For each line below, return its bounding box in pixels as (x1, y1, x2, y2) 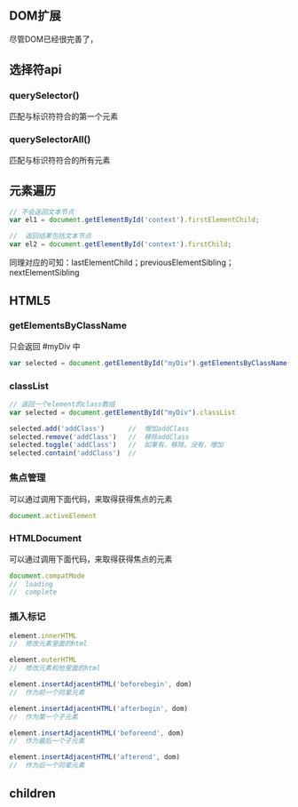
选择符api (9, 62, 62, 77)
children (9, 786, 56, 801)
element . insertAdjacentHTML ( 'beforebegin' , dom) (9, 680, 192, 689)
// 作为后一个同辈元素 (9, 761, 85, 771)
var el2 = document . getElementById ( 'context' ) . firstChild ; (9, 240, 232, 249)
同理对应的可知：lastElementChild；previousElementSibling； (9, 257, 234, 268)
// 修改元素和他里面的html (9, 664, 101, 673)
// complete (9, 587, 58, 597)
